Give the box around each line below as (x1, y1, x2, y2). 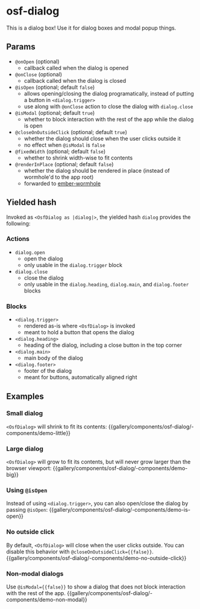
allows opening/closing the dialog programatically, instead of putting (23, 89, 195, 97)
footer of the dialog (23, 367, 72, 375)
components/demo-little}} (6, 429, 71, 436)
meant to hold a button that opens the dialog (23, 329, 134, 336)
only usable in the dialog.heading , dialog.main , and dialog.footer (23, 280, 189, 288)
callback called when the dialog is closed (23, 77, 127, 84)
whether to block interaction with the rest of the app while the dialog (23, 115, 194, 123)
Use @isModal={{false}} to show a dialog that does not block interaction (6, 583, 186, 590)
